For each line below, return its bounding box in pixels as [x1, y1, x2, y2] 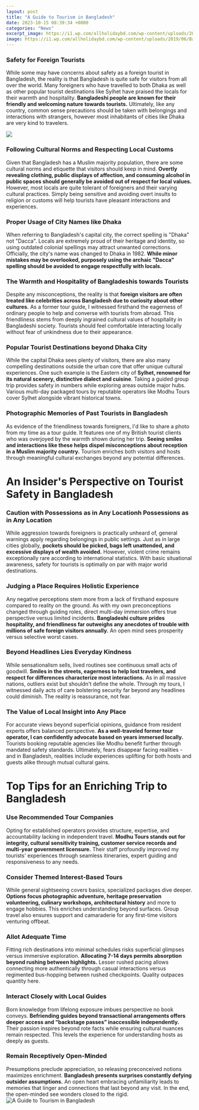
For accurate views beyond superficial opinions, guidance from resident [6, 721, 182, 728]
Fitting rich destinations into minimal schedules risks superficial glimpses [6, 946, 185, 953]
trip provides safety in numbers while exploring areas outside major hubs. [6, 382, 186, 389]
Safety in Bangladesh [6, 487, 114, 501]
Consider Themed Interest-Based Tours [6, 873, 123, 881]
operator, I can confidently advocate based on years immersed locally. [6, 733, 184, 741]
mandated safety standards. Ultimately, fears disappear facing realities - [6, 747, 182, 754]
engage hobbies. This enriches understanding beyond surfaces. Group [6, 905, 179, 912]
